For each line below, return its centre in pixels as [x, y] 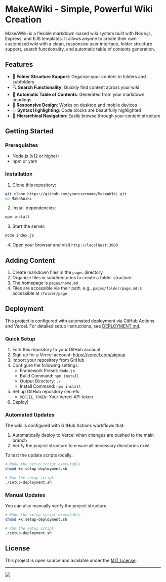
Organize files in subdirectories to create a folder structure [72, 278]
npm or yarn [25, 161]
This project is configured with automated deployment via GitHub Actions [80, 321]
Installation [19, 174]
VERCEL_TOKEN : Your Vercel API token [56, 397]
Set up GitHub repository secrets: [46, 392]
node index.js [20, 236]
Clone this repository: [34, 185]
